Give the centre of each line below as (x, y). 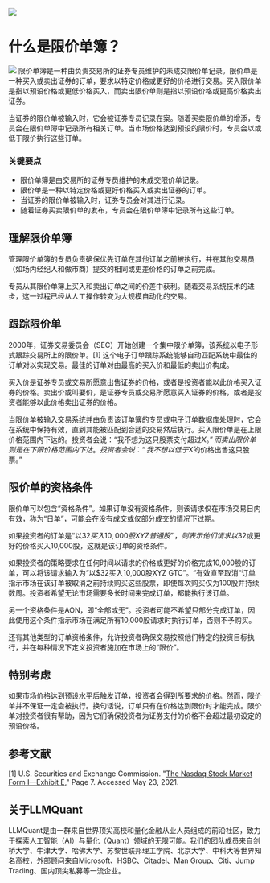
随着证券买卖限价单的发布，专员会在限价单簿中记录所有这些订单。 (129, 210)
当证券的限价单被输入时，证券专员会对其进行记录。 (104, 200)
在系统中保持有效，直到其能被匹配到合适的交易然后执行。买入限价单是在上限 (135, 429)
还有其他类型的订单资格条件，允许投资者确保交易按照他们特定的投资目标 (128, 637)
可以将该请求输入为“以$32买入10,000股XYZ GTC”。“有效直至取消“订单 (139, 572)
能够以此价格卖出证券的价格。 (72, 402)
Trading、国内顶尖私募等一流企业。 (67, 871)
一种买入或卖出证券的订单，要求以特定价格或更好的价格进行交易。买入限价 (131, 80)
